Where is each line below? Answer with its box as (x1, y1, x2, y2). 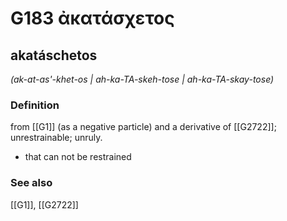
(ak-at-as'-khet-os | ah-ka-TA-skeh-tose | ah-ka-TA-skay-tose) (10, 73, 275, 85)
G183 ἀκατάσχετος (10, 7, 175, 30)
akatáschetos (10, 47, 98, 64)
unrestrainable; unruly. (10, 132, 103, 144)
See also (10, 176, 53, 190)
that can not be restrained (24, 151, 132, 163)
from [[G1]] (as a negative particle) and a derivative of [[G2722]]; (10, 121, 277, 133)
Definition (10, 98, 60, 112)
